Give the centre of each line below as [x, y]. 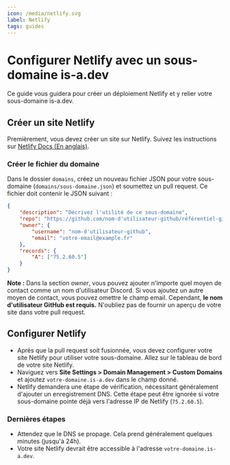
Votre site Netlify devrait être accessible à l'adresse [90, 449]
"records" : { [38, 251]
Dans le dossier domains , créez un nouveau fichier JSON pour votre [102, 179]
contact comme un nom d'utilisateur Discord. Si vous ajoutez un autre [105, 290]
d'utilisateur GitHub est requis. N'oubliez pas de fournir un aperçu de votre [114, 305]
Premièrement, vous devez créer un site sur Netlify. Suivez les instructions [112, 139]
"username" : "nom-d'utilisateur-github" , [92, 231]
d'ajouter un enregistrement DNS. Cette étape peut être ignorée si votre [118, 394]
